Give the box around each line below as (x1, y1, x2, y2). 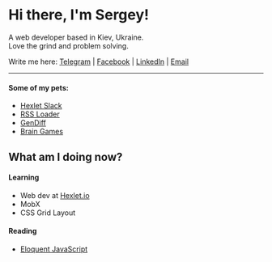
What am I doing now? (8, 150, 123, 163)
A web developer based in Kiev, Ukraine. (8, 32, 144, 42)
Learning (8, 172, 40, 183)
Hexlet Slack (19, 101, 62, 111)
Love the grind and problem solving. (8, 40, 130, 50)
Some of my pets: (8, 82, 69, 92)
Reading (8, 226, 37, 236)
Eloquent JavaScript (19, 244, 88, 254)
